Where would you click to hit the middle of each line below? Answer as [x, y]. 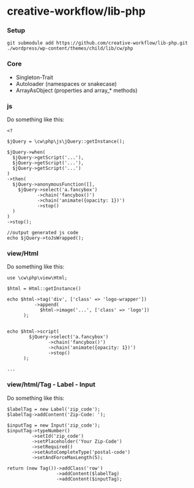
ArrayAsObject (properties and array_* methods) [76, 90]
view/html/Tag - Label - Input [51, 384]
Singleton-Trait [35, 77]
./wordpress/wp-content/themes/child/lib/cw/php [70, 48]
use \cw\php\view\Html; [37, 278]
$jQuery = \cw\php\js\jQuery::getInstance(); [66, 142]
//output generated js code [43, 233]
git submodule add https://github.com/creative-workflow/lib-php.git [98, 43]
